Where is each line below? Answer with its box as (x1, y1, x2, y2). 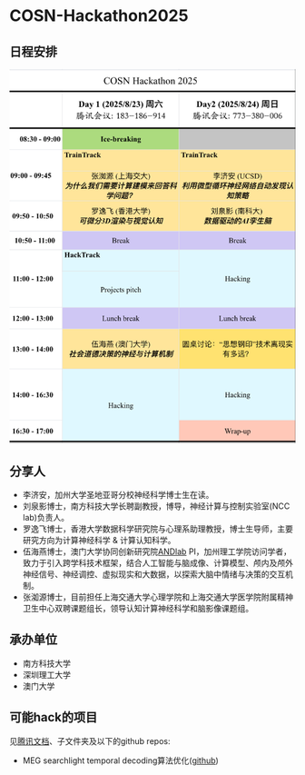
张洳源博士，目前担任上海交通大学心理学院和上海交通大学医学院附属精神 (22, 591, 293, 602)
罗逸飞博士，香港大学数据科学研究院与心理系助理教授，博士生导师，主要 (22, 523, 293, 534)
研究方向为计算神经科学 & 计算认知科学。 (22, 534, 176, 545)
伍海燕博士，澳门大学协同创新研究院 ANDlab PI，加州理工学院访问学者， (22, 546, 292, 557)
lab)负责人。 (22, 512, 70, 522)
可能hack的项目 (9, 710, 98, 725)
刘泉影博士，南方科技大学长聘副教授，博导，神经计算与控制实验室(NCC (22, 501, 290, 512)
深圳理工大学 (22, 669, 71, 680)
